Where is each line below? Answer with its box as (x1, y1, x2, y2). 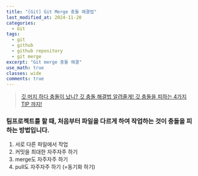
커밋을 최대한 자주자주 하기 (14, 148, 78, 156)
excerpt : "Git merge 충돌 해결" (6, 59, 82, 65)
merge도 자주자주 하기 (14, 156, 68, 163)
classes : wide (6, 70, 42, 76)
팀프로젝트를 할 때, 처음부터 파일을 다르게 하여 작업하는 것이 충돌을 (6, 117, 185, 126)
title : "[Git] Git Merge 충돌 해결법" (6, 8, 97, 15)
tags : (6, 31, 20, 37)
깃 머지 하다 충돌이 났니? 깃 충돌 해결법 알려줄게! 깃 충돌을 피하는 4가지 (20, 93, 187, 100)
